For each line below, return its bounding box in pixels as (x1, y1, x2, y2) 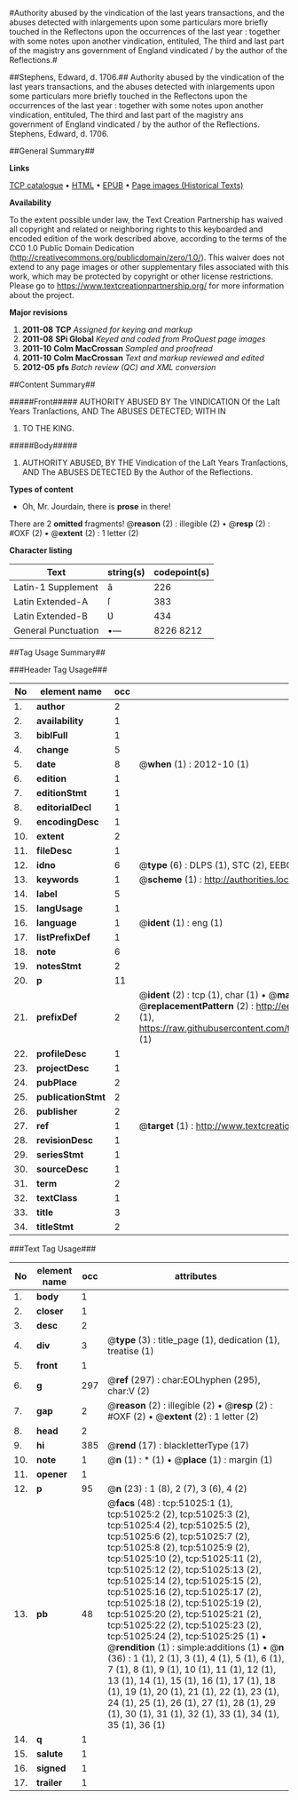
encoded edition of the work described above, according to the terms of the (9, 233, 287, 243)
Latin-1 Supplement (13, 581, 99, 593)
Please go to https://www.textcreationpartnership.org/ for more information (9, 280, 285, 291)
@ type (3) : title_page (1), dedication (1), (107, 1334, 281, 1346)
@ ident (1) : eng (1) (138, 917, 223, 928)
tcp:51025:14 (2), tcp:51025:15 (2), (107, 1575, 262, 1587)
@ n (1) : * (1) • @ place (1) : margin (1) (107, 1454, 273, 1465)
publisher (36, 1105, 78, 1117)
